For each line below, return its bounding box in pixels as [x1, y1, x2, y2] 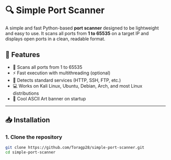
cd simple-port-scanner [5, 150, 56, 155]
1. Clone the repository [5, 134, 63, 141]
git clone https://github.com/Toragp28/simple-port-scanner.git [5, 145, 145, 150]
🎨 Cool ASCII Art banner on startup [12, 95, 87, 101]
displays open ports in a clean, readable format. [5, 36, 106, 42]
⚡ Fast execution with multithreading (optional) [12, 70, 111, 76]
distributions [12, 90, 39, 96]
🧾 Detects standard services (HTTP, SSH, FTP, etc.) [12, 77, 121, 83]
